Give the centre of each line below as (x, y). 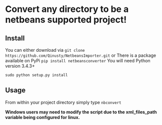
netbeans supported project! (66, 20)
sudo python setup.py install (37, 75)
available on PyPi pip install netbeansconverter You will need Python (78, 61)
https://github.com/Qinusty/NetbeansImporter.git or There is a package (81, 55)
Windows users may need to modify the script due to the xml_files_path (81, 112)
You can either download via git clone (45, 50)
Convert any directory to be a (67, 9)
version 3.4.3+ (20, 66)
